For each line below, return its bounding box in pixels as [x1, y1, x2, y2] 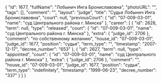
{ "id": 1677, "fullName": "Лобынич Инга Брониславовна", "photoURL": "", [5, 4, 157, 10]
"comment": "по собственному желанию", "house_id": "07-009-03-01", [5, 36, 154, 41]
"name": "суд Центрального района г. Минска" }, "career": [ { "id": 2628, [5, 20, 157, 26]
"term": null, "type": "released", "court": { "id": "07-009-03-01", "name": [5, 25, 153, 31]
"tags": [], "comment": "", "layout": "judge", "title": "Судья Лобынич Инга [5, 9, 155, 15]
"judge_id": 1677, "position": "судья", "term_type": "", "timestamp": [5, 41, 141, 46]
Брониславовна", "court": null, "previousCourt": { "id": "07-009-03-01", [5, 15, 153, 20]
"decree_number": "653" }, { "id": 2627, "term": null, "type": [19, 46, 142, 52]
